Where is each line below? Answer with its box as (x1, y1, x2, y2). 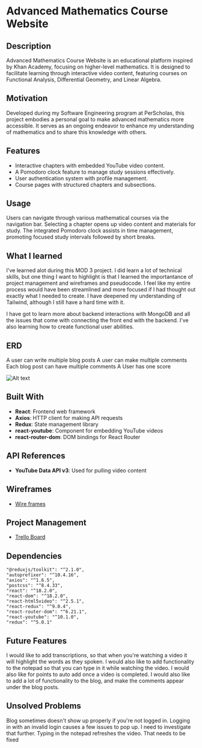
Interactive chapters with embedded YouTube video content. (14, 162, 165, 169)
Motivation (6, 93, 48, 103)
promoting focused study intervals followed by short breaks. (6, 233, 156, 241)
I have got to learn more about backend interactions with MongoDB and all (6, 311, 191, 318)
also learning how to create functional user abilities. (6, 323, 134, 330)
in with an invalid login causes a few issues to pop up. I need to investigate (6, 723, 191, 731)
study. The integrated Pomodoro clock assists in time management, (6, 227, 173, 234)
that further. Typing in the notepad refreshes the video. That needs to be (6, 729, 186, 737)
